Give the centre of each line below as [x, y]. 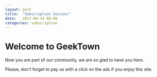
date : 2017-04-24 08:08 [31, 18]
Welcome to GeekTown [52, 47]
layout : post [18, 9]
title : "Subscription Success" [38, 14]
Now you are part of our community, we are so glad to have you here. [75, 60]
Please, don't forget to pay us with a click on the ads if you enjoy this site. [79, 69]
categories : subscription [31, 23]
